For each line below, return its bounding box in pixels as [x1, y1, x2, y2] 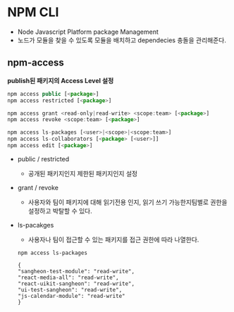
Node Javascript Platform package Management [17, 27, 159, 36]
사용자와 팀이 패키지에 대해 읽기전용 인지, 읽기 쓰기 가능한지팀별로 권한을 [27, 198, 228, 206]
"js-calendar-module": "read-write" [17, 292, 125, 299]
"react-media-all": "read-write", [17, 274, 119, 281]
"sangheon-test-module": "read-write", [17, 268, 135, 275]
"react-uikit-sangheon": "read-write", [17, 280, 135, 287]
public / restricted [17, 154, 70, 163]
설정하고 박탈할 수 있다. [27, 206, 93, 215]
